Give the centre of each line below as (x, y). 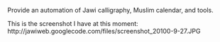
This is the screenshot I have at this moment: (73, 23)
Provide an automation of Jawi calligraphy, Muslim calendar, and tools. (111, 10)
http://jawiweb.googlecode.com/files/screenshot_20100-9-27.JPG (104, 31)
